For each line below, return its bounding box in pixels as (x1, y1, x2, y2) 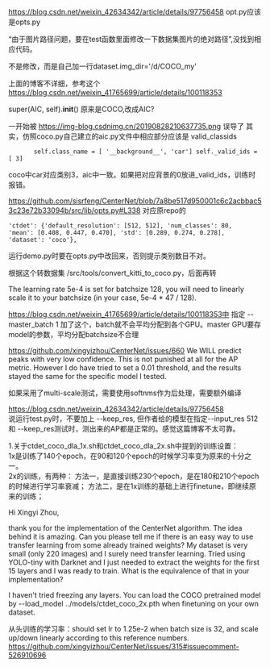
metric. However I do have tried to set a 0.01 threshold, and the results (8, 363, 242, 373)
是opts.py (8, 17, 40, 27)
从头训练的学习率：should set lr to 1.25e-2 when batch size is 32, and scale (8, 624, 260, 633)
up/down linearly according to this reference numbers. (8, 633, 189, 643)
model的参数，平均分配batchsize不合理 (8, 330, 139, 339)
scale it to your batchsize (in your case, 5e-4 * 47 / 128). (8, 293, 197, 302)
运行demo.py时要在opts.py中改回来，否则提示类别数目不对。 (8, 251, 211, 261)
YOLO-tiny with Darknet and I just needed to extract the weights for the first (8, 557, 260, 567)
